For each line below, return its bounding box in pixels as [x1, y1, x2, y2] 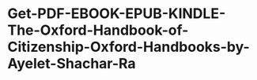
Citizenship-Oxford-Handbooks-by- [7, 38, 250, 56]
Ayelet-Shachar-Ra [7, 55, 136, 73]
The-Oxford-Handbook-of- [7, 21, 189, 39]
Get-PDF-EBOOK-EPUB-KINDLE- [7, 5, 226, 23]
